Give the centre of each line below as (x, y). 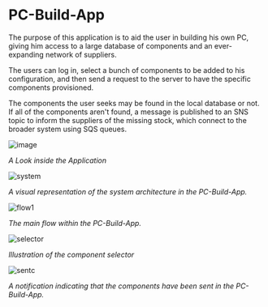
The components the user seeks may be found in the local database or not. (134, 103)
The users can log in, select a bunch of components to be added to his (127, 70)
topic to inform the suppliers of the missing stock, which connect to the (128, 120)
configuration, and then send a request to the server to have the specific (130, 79)
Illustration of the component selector (71, 254)
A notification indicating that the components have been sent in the (121, 286)
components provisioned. (51, 87)
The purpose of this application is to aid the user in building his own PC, (129, 37)
